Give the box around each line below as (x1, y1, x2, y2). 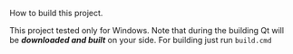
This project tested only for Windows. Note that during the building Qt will (9, 25, 284, 35)
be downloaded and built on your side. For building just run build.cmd (9, 35, 272, 45)
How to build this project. (9, 8, 103, 18)
